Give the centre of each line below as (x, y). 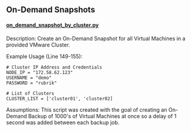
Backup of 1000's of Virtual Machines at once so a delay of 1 (102, 116)
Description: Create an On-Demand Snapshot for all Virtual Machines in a (96, 38)
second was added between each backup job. (63, 122)
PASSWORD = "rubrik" (32, 83)
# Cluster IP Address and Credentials (54, 67)
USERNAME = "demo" (29, 78)
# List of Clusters (30, 93)
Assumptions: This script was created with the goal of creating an (87, 109)
